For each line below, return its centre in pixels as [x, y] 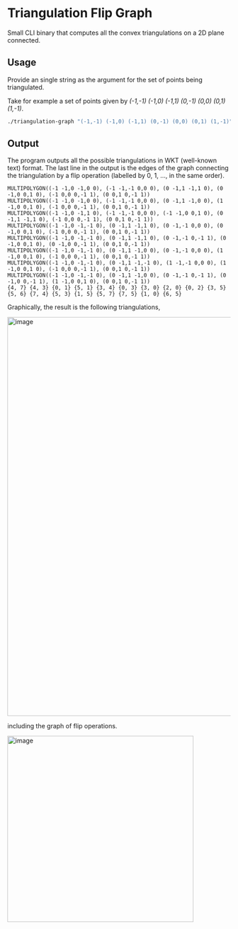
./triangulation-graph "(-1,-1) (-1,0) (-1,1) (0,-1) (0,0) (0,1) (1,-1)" [120, 121]
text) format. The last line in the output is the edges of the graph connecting [118, 168]
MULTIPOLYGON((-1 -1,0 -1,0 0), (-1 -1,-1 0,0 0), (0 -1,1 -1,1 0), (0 [115, 189]
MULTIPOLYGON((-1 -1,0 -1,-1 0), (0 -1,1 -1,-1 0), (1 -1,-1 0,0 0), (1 [117, 263]
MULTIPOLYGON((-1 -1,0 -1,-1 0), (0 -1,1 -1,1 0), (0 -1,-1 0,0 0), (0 [115, 226]
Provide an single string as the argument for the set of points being [105, 79]
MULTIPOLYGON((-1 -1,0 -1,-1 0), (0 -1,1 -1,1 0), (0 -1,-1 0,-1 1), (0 [117, 238]
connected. [24, 40]
